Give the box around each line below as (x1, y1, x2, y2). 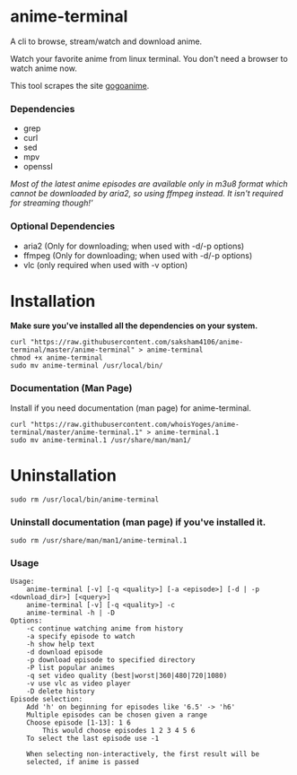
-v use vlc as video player (26, 679, 131, 688)
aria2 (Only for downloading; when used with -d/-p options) (22, 240, 245, 251)
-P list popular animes (26, 664, 116, 673)
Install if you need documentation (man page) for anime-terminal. (10, 402, 252, 414)
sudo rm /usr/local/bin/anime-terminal (10, 495, 160, 504)
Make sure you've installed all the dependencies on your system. (10, 320, 258, 331)
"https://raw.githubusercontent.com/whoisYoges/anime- (30, 420, 240, 429)
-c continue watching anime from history (26, 624, 183, 633)
